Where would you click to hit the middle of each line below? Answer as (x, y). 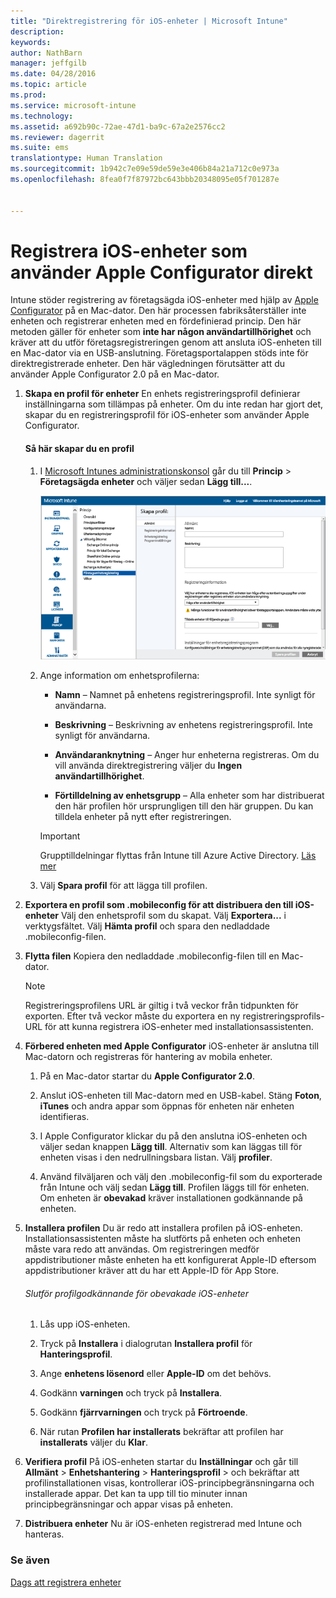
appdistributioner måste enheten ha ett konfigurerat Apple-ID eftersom (170, 1260)
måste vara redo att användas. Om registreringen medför (142, 1249)
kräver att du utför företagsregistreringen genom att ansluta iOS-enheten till (166, 342)
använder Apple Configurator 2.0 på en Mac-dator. (115, 374)
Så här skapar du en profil (79, 449)
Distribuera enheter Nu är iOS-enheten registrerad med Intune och (163, 1524)
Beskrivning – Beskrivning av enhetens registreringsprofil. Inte (183, 725)
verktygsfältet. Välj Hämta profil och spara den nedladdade (147, 926)
